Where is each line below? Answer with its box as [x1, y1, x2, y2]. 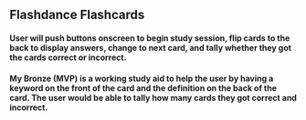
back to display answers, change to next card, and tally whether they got [9, 42, 292, 53]
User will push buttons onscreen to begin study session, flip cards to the [9, 32, 290, 44]
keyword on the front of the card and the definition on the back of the [9, 82, 277, 94]
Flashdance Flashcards [9, 7, 145, 23]
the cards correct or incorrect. [9, 52, 127, 63]
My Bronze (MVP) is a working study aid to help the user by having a [9, 73, 274, 84]
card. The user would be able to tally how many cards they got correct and [9, 92, 297, 103]
